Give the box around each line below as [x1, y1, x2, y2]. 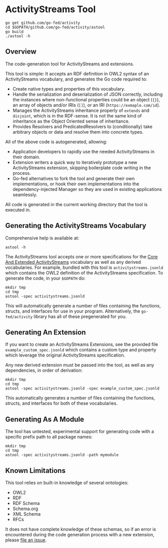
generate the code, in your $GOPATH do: [5, 275, 86, 281]
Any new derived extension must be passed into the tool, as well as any [5, 362, 154, 368]
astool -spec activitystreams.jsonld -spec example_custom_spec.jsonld [5, 386, 159, 391]
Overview [5, 47, 37, 56]
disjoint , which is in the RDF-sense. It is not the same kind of [12, 112, 142, 119]
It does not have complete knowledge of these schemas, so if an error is [5, 526, 156, 532]
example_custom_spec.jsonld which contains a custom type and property [5, 347, 157, 353]
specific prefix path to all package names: [5, 434, 93, 440]
